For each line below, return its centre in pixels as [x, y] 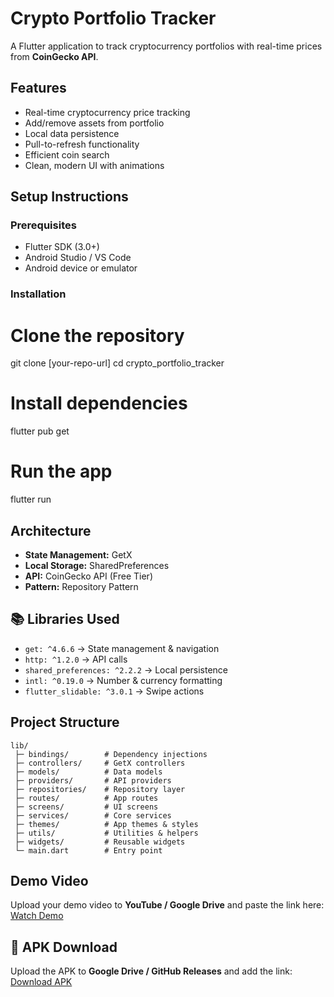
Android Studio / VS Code [78, 258]
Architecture [51, 530]
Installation [38, 294]
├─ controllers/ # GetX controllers [100, 763]
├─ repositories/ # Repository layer [100, 789]
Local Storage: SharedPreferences [97, 565]
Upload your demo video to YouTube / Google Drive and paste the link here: [167, 905]
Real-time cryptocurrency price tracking [107, 112]
